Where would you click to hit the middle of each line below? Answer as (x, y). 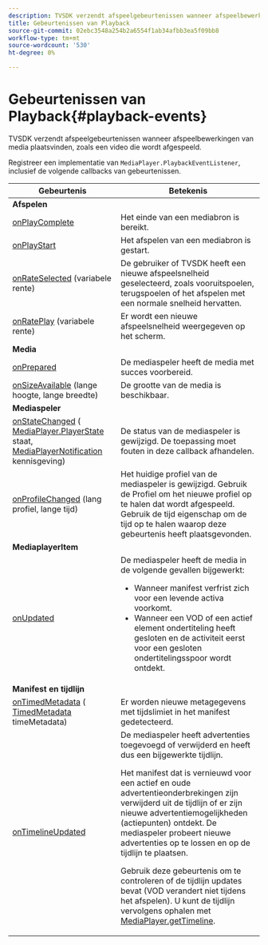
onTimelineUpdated (49, 831)
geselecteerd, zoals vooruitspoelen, (187, 283)
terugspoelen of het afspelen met (183, 293)
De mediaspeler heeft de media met (187, 362)
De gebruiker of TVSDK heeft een (183, 263)
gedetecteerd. (147, 722)
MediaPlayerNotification (57, 451)
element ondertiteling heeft (185, 628)
